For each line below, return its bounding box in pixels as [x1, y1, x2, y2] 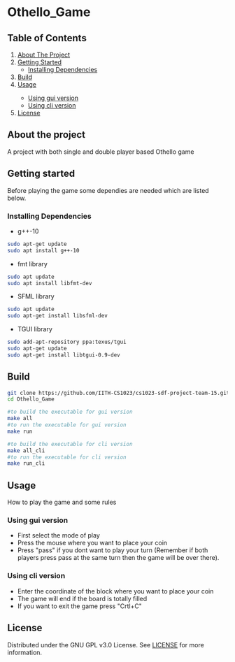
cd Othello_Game [7, 396, 55, 403]
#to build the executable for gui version [7, 408, 133, 416]
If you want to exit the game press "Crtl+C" [17, 602, 142, 610]
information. [7, 648, 43, 656]
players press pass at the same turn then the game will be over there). [17, 554, 220, 562]
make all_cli [7, 447, 45, 454]
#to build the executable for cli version [7, 440, 133, 447]
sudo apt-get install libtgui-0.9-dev [7, 351, 120, 359]
